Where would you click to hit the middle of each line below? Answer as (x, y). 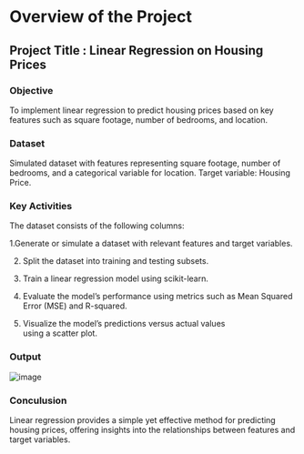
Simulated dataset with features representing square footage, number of (145, 163)
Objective (31, 90)
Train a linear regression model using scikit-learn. (116, 278)
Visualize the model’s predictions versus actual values (124, 324)
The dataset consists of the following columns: (97, 226)
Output (25, 357)
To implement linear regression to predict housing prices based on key (142, 110)
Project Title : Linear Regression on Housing (137, 50)
